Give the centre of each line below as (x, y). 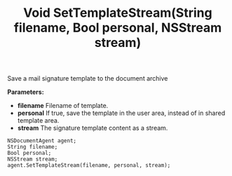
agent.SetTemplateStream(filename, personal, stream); (89, 165)
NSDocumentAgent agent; (42, 141)
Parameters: (26, 92)
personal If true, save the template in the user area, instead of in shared (121, 113)
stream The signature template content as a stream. (93, 128)
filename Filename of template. (63, 106)
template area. (38, 121)
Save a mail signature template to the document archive (88, 79)
